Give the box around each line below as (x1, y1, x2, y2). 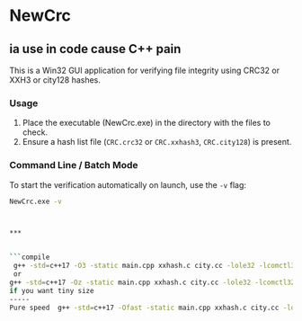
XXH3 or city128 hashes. (9, 75, 102, 85)
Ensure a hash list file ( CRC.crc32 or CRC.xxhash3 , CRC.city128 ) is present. (22, 137, 292, 147)
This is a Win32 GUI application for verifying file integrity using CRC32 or (9, 65, 280, 76)
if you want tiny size (9, 286, 94, 295)
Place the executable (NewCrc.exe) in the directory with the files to (22, 118, 271, 129)
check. (22, 127, 48, 138)
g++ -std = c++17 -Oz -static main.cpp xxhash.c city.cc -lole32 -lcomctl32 (9, 278, 296, 287)
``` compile (9, 253, 50, 262)
